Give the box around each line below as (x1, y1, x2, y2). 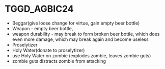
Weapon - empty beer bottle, (12, 25, 73, 31)
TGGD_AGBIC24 (5, 3, 74, 15)
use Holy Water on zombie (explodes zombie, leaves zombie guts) (12, 52, 151, 59)
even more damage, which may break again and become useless (12, 36, 149, 42)
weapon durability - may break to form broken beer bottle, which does (12, 31, 160, 37)
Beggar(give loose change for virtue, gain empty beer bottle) (12, 20, 140, 26)
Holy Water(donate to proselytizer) (12, 47, 85, 53)
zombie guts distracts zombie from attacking (12, 58, 106, 64)
